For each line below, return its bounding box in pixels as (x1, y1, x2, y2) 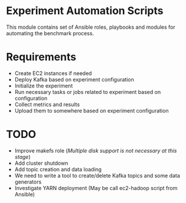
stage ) (14, 153, 31, 160)
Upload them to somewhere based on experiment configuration (14, 107, 169, 114)
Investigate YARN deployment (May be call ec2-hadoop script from (14, 184, 178, 191)
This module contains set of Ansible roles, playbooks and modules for (6, 23, 175, 31)
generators (14, 178, 42, 185)
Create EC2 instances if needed (14, 69, 92, 77)
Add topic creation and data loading (14, 165, 102, 172)
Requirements (6, 50, 77, 64)
